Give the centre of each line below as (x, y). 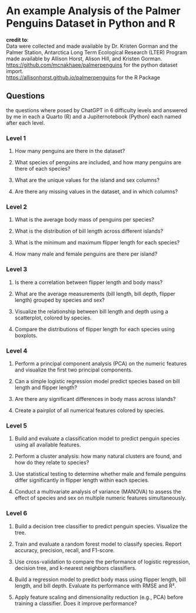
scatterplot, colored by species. (53, 318)
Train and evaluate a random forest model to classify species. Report (98, 544)
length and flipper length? (46, 387)
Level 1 (16, 138)
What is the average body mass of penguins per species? (84, 220)
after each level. (26, 123)
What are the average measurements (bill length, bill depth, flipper (95, 294)
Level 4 (17, 351)
